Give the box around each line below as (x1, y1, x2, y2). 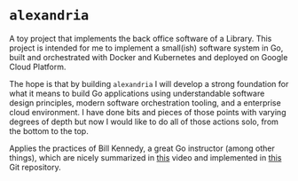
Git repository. (9, 161, 61, 172)
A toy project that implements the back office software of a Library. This (9, 33, 272, 43)
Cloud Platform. (9, 61, 67, 72)
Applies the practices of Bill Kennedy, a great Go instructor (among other (9, 143, 275, 153)
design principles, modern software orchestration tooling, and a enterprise (9, 97, 281, 108)
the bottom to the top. (9, 125, 89, 136)
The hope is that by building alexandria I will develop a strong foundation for (9, 78, 289, 89)
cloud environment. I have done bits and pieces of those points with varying (9, 106, 286, 117)
